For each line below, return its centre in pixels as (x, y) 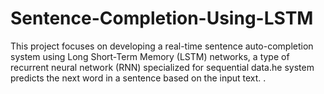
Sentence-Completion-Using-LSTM (162, 18)
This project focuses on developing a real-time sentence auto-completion (162, 46)
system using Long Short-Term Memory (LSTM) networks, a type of (150, 56)
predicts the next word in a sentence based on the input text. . (138, 78)
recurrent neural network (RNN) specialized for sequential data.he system (162, 67)
